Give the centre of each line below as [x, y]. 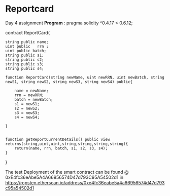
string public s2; [25, 60]
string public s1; [25, 55]
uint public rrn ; [27, 46]
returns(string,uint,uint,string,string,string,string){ [67, 144]
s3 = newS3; [27, 113]
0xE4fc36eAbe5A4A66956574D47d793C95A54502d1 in [64, 177]
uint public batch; [26, 51]
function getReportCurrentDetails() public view [58, 139]
